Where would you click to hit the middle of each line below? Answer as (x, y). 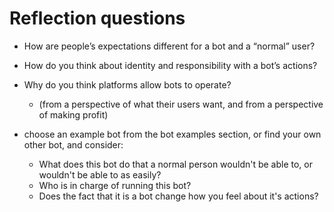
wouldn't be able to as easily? (100, 174)
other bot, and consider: (73, 144)
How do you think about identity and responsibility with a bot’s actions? (170, 65)
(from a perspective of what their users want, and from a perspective (181, 104)
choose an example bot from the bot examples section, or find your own (172, 134)
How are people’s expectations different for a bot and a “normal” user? (169, 46)
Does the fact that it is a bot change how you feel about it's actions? (178, 196)
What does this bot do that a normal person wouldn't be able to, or (176, 164)
